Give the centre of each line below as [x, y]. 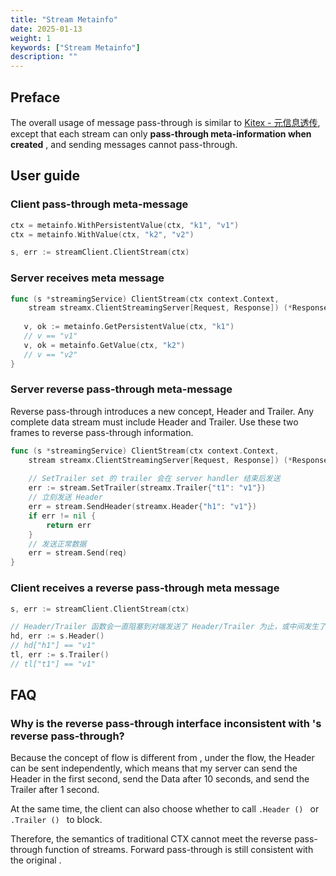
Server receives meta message [87, 278]
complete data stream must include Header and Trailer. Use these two [154, 422]
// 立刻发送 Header [65, 497]
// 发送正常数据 [57, 544]
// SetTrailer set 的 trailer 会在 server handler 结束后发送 [154, 479]
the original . [36, 860]
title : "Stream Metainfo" [64, 19]
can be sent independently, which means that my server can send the [154, 768]
